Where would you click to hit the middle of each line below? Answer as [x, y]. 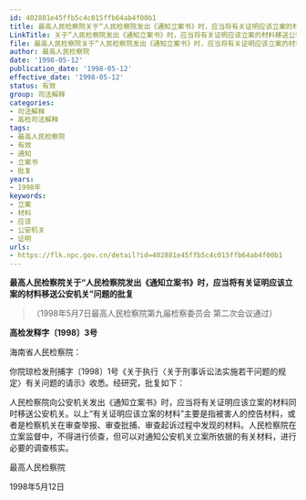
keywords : [28, 196]
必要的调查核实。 [41, 448]
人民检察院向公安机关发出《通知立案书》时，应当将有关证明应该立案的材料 [149, 402]
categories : [32, 103]
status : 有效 [33, 86]
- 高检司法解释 [34, 120]
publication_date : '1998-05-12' [71, 69]
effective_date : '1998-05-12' [67, 78]
